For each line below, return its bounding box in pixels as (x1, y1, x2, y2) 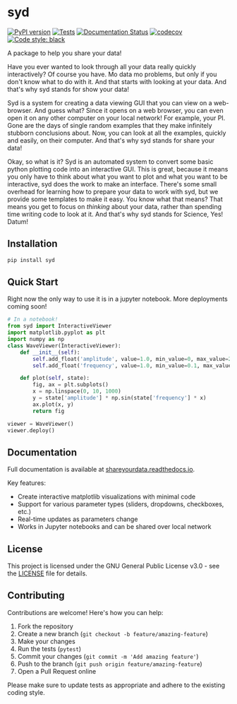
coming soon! (7, 302, 47, 311)
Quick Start (7, 276, 59, 288)
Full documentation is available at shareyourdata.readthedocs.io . (7, 465, 195, 474)
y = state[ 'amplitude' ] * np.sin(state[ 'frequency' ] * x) (32, 395, 207, 402)
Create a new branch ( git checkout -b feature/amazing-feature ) (17, 629, 208, 638)
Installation (7, 238, 58, 250)
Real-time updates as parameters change (17, 515, 138, 523)
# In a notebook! (7, 316, 59, 323)
